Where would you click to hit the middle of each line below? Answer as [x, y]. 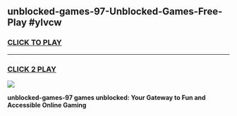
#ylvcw [45, 23]
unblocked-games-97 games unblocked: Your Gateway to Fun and [107, 97]
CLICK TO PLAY [35, 43]
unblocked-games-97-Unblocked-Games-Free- [115, 12]
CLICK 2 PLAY [32, 69]
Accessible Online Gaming [47, 105]
